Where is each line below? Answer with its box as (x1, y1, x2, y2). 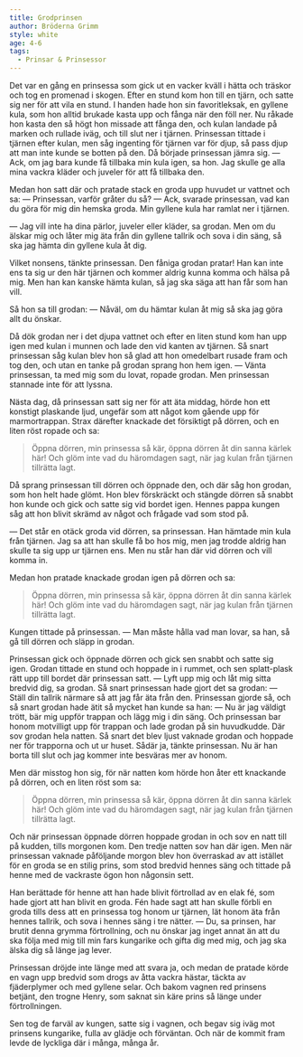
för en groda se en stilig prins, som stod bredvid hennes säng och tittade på (9, 860, 291, 871)
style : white (9, 30, 59, 39)
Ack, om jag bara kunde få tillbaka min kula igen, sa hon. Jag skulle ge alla (9, 157, 286, 167)
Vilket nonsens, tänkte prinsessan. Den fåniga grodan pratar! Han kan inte (9, 258, 284, 268)
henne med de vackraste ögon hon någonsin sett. (9, 870, 194, 880)
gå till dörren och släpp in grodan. (9, 637, 135, 646)
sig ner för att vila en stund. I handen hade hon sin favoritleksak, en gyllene (9, 99, 289, 109)
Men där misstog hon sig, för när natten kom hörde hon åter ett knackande (9, 768, 287, 778)
